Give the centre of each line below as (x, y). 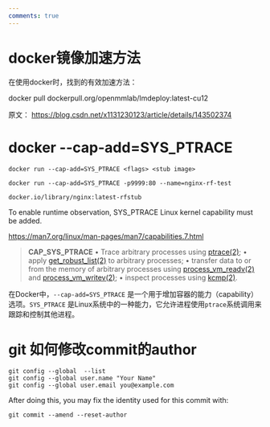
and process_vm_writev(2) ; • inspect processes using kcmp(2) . (133, 277)
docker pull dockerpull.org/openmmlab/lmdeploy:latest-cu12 (108, 98)
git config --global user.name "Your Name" (82, 379)
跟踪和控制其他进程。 (43, 314)
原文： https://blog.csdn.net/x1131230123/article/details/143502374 (120, 114)
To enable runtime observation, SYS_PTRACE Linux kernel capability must (131, 212)
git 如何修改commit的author (102, 349)
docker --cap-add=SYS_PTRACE (121, 148)
